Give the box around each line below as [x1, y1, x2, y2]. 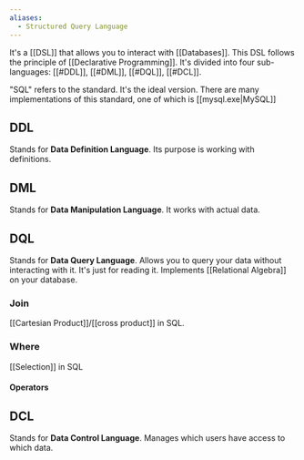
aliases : [9, 13, 43, 23]
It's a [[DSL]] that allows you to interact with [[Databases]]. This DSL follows [9, 46, 295, 57]
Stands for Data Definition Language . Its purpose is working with [9, 144, 255, 155]
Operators [9, 382, 49, 393]
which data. [9, 442, 54, 453]
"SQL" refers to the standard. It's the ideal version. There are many [9, 84, 259, 95]
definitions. [9, 154, 52, 165]
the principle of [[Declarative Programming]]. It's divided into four [9, 56, 255, 67]
